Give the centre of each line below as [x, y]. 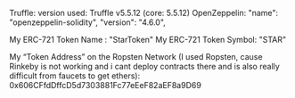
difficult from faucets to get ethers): [75, 76]
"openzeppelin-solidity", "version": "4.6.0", [88, 22]
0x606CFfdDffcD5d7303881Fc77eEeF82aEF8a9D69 [106, 85]
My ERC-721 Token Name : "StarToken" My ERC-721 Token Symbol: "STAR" [148, 40]
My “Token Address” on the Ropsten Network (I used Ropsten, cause [136, 57]
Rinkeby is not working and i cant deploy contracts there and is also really [145, 66]
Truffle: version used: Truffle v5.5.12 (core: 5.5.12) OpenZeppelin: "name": [144, 13]
